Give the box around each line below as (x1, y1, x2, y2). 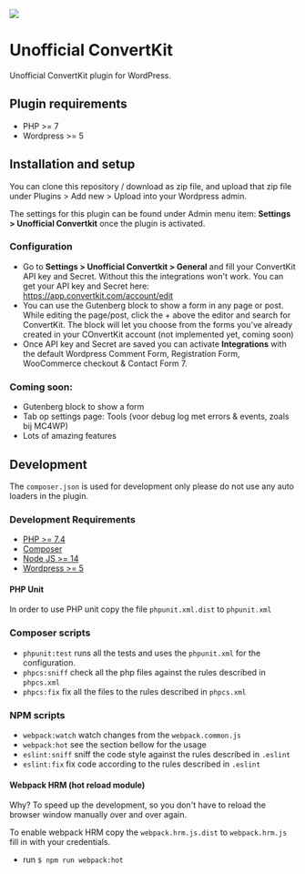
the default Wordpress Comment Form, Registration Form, (22, 348, 240, 359)
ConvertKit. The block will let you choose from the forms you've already (22, 319, 293, 330)
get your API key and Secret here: (22, 280, 150, 291)
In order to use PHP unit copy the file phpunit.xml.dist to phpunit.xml (9, 604, 272, 615)
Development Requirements (9, 513, 137, 525)
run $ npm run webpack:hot (22, 854, 124, 865)
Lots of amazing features (22, 431, 117, 442)
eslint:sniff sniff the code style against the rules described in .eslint (22, 749, 291, 760)
